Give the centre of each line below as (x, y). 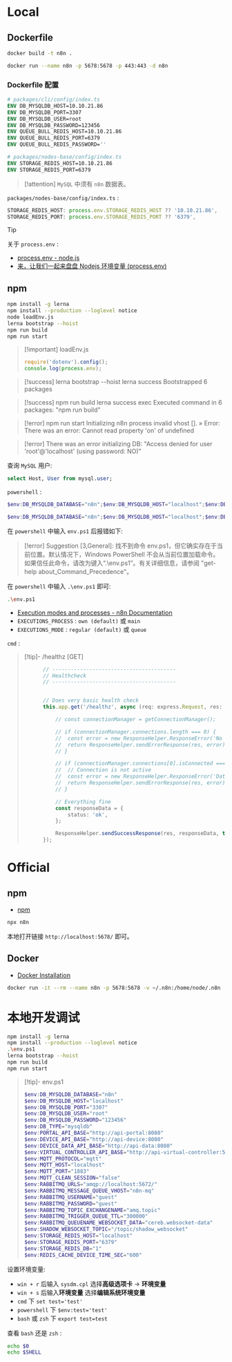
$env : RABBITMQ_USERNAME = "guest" (70, 1197)
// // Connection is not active (103, 770)
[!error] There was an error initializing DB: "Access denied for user (118, 444)
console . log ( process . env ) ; (63, 369)
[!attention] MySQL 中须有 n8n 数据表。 (77, 184)
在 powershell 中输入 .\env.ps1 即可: (59, 586)
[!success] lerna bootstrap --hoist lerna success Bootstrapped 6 (116, 382)
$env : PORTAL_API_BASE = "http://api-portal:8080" (94, 1133)
